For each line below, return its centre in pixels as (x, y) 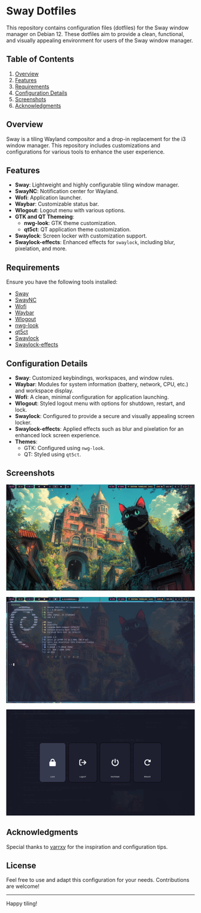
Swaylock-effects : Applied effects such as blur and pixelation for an (99, 429)
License (21, 866)
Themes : (26, 442)
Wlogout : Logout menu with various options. (70, 211)
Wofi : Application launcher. (48, 198)
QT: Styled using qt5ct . (52, 454)
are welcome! (23, 887)
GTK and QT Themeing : (45, 217)
